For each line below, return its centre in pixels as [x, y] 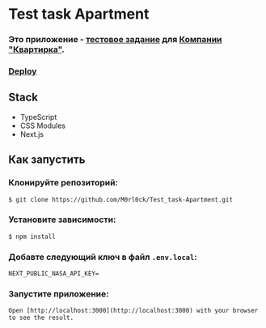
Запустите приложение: [59, 294]
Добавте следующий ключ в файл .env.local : [103, 257]
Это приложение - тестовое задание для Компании [115, 40]
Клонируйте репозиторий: [63, 183]
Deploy [23, 71]
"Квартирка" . [36, 49]
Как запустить [47, 160]
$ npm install [32, 236]
